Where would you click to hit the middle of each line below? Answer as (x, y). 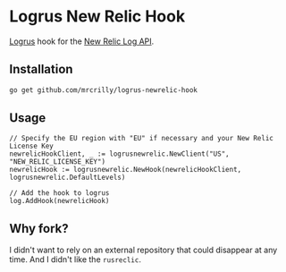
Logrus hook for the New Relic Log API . (82, 41)
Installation (41, 69)
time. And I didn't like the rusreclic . (75, 259)
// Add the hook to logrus (59, 193)
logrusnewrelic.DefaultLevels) (67, 178)
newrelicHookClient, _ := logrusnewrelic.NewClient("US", (119, 154)
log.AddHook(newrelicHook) (59, 201)
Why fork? (39, 229)
